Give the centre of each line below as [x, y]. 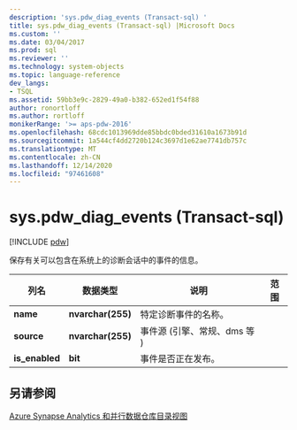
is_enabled [37, 358]
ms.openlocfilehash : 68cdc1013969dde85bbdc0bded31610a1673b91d [128, 133]
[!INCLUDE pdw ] [39, 242]
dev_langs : [29, 83]
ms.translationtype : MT [53, 149]
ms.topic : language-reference [65, 75]
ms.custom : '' [35, 34]
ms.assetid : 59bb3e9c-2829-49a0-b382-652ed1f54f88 [104, 100]
